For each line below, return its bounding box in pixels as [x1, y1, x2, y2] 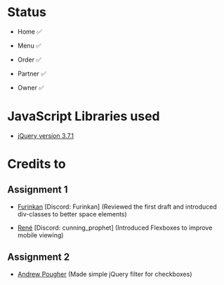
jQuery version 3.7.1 [17, 131, 74, 140]
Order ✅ [17, 55, 42, 64]
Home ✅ [17, 27, 42, 36]
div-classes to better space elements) [17, 209, 128, 218]
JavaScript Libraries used [7, 109, 160, 125]
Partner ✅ [17, 69, 47, 78]
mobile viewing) [17, 230, 64, 239]
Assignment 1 [7, 183, 68, 196]
